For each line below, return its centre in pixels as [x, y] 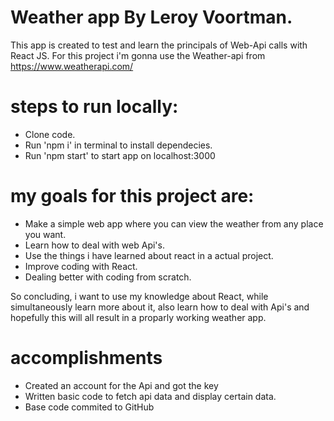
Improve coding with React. [81, 266]
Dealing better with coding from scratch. [108, 277]
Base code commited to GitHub [89, 407]
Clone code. [50, 134]
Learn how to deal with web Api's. [94, 245]
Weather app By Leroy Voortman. [151, 17]
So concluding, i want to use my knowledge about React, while [139, 296]
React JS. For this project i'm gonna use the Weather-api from [138, 55]
